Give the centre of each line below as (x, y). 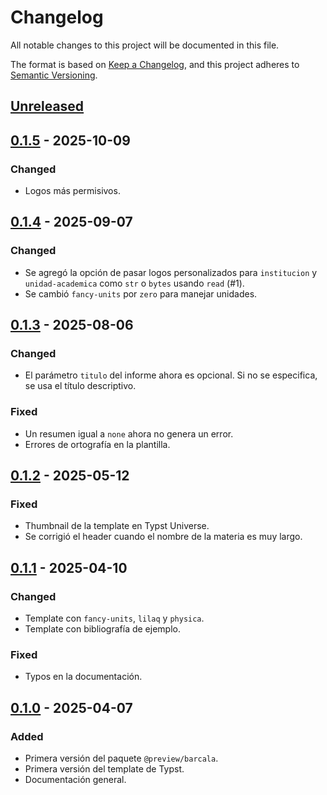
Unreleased (47, 106)
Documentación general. (75, 780)
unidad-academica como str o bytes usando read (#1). (134, 283)
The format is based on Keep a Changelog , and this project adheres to (155, 64)
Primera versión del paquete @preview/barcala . (121, 758)
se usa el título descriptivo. (80, 386)
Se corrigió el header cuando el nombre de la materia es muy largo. (163, 537)
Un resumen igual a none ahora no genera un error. (129, 433)
